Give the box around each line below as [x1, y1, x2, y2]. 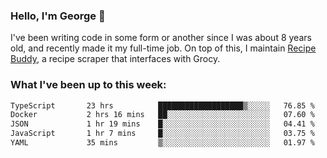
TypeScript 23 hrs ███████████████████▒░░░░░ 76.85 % [10, 100, 315, 111]
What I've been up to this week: [10, 78, 167, 92]
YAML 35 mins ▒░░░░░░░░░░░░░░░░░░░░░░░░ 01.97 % [10, 138, 315, 148]
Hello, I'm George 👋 [10, 9, 106, 23]
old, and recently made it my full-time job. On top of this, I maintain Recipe [10, 42, 317, 54]
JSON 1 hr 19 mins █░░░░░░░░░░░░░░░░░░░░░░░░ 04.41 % [10, 119, 315, 129]
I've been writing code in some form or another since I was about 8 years [10, 32, 312, 44]
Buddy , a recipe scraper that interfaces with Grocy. [10, 53, 221, 65]
